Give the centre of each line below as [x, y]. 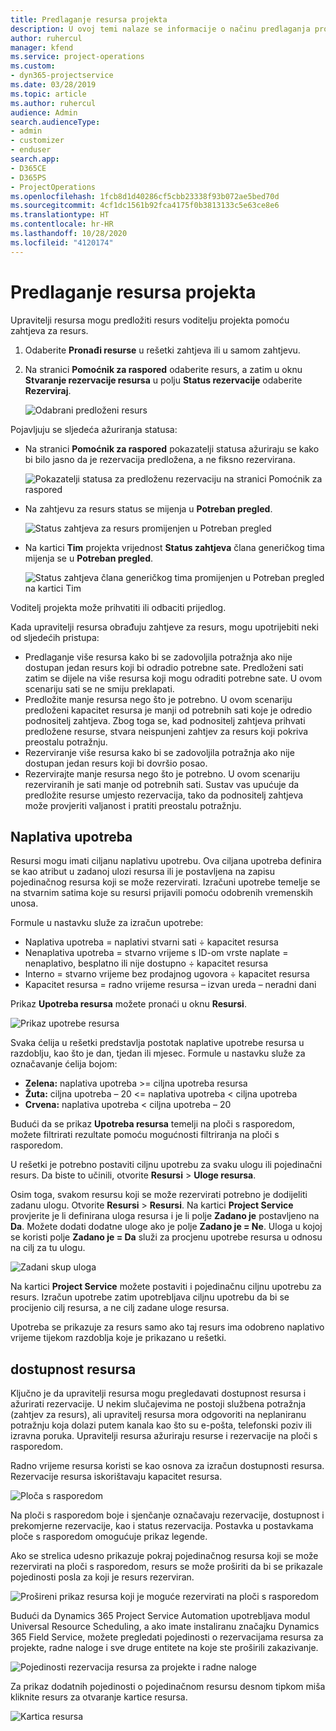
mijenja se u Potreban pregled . [89, 558]
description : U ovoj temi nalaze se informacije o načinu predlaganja [160, 29]
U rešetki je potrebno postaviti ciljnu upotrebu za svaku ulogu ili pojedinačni [166, 1165]
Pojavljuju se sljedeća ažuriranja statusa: [94, 429]
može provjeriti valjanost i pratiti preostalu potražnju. [133, 805]
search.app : [35, 159]
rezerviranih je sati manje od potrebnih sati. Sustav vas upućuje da [162, 784]
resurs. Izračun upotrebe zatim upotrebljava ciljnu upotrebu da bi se [150, 1297]
